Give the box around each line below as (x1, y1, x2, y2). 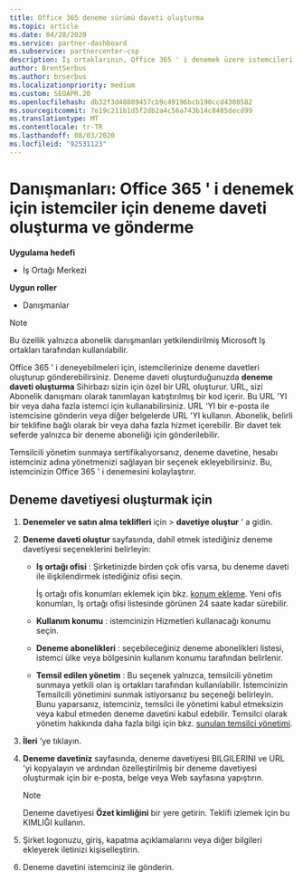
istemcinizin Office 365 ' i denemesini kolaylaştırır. (9, 465, 196, 476)
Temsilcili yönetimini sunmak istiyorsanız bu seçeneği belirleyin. (35, 689, 274, 700)
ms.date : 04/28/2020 (9, 30, 88, 39)
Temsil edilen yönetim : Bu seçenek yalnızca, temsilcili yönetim (35, 669, 273, 680)
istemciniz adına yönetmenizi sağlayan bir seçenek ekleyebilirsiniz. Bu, (9, 456, 273, 467)
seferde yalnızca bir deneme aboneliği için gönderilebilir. (9, 429, 220, 440)
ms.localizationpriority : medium (9, 81, 136, 90)
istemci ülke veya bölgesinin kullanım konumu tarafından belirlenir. (35, 652, 283, 663)
